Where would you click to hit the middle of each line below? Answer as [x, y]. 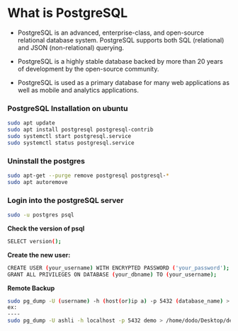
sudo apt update [31, 123]
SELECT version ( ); [34, 241]
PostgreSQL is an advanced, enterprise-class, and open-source [110, 33]
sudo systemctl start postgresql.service [69, 136]
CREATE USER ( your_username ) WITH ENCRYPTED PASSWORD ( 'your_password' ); [119, 268]
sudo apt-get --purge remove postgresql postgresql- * [89, 176]
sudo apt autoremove [38, 182]
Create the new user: [39, 255]
